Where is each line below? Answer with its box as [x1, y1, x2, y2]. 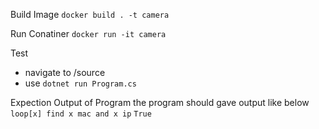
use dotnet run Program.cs [24, 77, 137, 89]
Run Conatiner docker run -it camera [10, 28, 167, 39]
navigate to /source [24, 67, 106, 78]
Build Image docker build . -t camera [10, 9, 170, 20]
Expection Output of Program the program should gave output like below [10, 97, 310, 108]
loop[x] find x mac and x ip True [10, 109, 152, 119]
